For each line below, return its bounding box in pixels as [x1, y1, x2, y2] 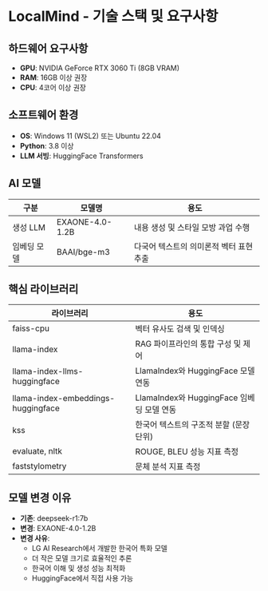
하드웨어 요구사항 [8, 42, 89, 55]
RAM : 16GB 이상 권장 [19, 73, 88, 82]
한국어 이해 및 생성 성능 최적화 [31, 564, 126, 573]
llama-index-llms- [12, 366, 84, 377]
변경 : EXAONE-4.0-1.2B [19, 524, 97, 533]
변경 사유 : [19, 533, 50, 543]
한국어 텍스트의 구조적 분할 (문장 [135, 419, 250, 430]
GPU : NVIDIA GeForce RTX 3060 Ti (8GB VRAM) [19, 63, 180, 73]
